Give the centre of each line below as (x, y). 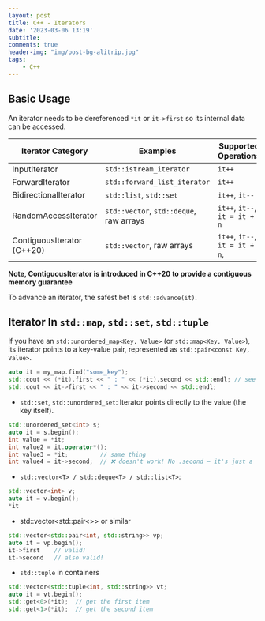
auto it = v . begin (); (44, 499)
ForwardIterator (41, 182)
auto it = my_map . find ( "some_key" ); (68, 372)
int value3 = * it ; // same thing (77, 454)
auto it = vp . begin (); (45, 543)
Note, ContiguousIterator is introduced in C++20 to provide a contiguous (130, 273)
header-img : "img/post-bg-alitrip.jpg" (74, 52)
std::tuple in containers (60, 573)
